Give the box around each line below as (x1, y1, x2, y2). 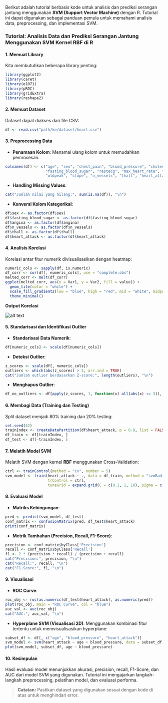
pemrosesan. (12, 154, 40, 160)
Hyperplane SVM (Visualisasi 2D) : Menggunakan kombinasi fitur (12, 620, 147, 626)
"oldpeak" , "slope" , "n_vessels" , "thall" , (45, 173, 137, 178)
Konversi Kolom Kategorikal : (12, 201, 73, 207)
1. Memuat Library (5, 51, 43, 57)
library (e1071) (5, 81, 37, 87)
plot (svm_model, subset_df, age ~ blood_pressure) (5, 644, 113, 650)
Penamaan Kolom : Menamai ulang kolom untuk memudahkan (12, 149, 140, 155)
